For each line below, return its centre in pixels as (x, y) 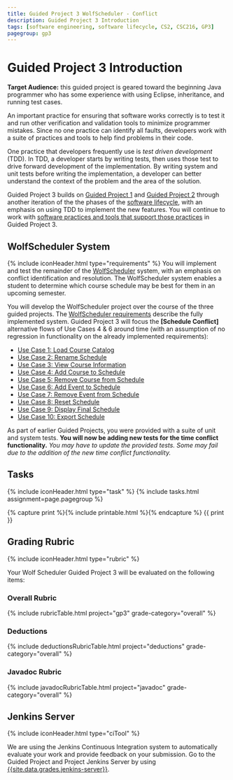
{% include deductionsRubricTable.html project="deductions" (96, 646)
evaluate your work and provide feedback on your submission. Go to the (111, 754)
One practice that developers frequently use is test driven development (110, 152)
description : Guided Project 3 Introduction (73, 20)
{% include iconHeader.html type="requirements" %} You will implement (112, 263)
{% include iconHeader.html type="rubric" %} (73, 559)
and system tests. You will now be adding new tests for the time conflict (113, 438)
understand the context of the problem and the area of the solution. (104, 181)
